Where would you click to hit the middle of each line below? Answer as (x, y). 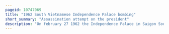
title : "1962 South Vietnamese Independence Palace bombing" (71, 14)
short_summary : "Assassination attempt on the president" (67, 19)
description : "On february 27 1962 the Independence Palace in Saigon (81, 24)
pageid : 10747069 (23, 10)
